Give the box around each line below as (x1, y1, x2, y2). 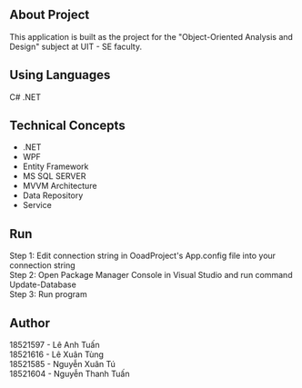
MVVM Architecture (22, 181, 97, 192)
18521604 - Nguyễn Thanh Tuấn (9, 368, 130, 380)
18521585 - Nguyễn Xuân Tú (9, 359, 116, 370)
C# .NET (9, 91, 42, 103)
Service (22, 200, 52, 211)
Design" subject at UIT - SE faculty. (9, 41, 143, 52)
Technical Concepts (9, 118, 126, 134)
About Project (9, 7, 90, 23)
